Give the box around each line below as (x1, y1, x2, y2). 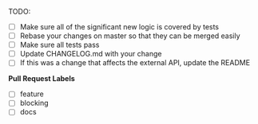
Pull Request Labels (8, 74, 76, 83)
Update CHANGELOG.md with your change (19, 49, 162, 59)
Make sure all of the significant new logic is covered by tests (19, 22, 220, 31)
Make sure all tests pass (19, 40, 100, 50)
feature (19, 89, 44, 99)
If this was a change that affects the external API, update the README (19, 58, 250, 68)
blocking (19, 99, 50, 108)
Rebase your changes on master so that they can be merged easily (19, 31, 241, 41)
